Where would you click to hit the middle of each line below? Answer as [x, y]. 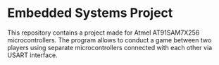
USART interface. [32, 55]
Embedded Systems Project [90, 13]
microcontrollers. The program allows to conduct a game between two [109, 40]
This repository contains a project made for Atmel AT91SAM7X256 [104, 32]
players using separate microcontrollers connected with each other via [110, 47]
